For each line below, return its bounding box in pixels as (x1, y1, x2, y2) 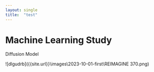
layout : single (5, 7, 38, 13)
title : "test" (5, 12, 38, 17)
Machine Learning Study (5, 34, 112, 46)
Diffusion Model (5, 51, 39, 57)
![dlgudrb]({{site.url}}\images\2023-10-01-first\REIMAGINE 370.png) (5, 61, 149, 67)
